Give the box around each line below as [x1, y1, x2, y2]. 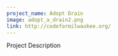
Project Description [6, 42, 61, 50]
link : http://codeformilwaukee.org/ [6, 23, 111, 29]
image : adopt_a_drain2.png [6, 16, 84, 23]
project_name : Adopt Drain [6, 10, 84, 17]
